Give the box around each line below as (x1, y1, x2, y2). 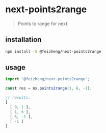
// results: (5, 95, 31, 100)
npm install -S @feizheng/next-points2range (5, 49, 101, 54)
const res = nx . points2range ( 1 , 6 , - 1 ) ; (5, 86, 93, 91)
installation (5, 35, 42, 44)
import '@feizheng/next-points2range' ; (5, 77, 90, 82)
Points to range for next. (17, 20, 69, 27)
